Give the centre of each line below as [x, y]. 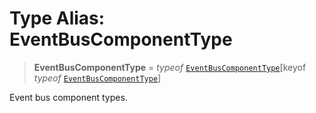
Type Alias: [57, 18]
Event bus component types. [68, 97]
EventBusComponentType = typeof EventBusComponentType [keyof [170, 67]
